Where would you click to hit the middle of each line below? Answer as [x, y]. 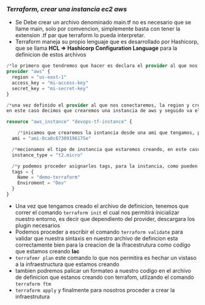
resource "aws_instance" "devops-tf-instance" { [69, 122]
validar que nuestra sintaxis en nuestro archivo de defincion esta [96, 238]
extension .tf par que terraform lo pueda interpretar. [80, 35]
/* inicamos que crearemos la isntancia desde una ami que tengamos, [106, 133]
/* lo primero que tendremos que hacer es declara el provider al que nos [102, 66]
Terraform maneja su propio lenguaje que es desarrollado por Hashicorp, [107, 42]
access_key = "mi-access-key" [50, 83]
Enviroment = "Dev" [42, 183]
